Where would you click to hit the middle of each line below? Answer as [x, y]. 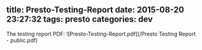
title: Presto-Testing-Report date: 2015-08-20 [95, 10]
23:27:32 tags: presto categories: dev [80, 20]
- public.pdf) [22, 40]
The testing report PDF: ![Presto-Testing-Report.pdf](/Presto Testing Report [101, 34]
